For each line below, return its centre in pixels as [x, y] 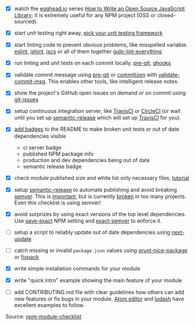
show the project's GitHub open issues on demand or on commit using [100, 93]
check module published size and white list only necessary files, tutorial [102, 177]
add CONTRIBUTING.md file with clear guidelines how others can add [99, 292]
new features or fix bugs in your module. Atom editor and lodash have [99, 299]
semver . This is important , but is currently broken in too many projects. [100, 196]
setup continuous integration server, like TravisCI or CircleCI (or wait [97, 111]
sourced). [26, 22]
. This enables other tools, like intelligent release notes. [112, 82]
